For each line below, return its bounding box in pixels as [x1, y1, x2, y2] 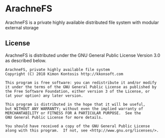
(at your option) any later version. [5, 93, 83, 98]
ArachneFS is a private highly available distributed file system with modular [5, 19, 159, 25]
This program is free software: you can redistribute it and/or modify [5, 80, 157, 85]
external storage [5, 24, 39, 30]
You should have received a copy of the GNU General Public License [5, 124, 150, 129]
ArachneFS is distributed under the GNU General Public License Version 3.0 [5, 52, 161, 58]
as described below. [5, 58, 47, 64]
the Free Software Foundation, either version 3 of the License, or [5, 89, 150, 94]
